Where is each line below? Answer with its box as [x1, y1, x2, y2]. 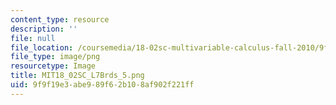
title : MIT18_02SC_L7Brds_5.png [10, 71, 145, 81]
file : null [10, 33, 56, 43]
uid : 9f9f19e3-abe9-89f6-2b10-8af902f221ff [10, 80, 195, 90]
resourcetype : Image [10, 61, 97, 71]
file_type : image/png [10, 52, 101, 62]
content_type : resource [10, 14, 110, 25]
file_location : [10, 42, 74, 53]
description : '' [10, 24, 78, 34]
